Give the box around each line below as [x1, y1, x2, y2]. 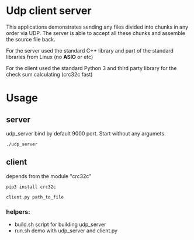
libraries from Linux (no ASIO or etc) [6, 53, 93, 60]
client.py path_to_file [6, 194, 64, 200]
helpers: [6, 207, 30, 215]
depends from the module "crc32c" [6, 172, 92, 179]
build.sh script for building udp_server [14, 221, 106, 228]
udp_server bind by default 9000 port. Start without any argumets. [6, 130, 166, 137]
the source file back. [6, 36, 56, 43]
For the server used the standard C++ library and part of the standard [6, 47, 174, 54]
